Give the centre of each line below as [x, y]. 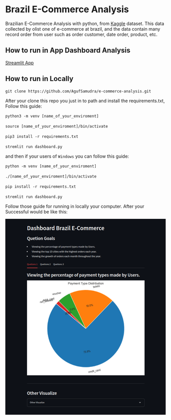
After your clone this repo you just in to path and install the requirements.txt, [85, 101]
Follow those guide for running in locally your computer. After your [75, 206]
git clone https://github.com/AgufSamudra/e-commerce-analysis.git [78, 91]
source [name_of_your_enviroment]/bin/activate [57, 126]
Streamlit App [20, 63]
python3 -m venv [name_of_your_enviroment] [52, 116]
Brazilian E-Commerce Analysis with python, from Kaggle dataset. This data [85, 23]
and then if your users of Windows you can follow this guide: [67, 156]
